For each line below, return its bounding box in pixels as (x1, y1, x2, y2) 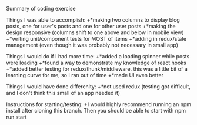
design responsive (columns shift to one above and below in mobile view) (6, 29, 184, 36)
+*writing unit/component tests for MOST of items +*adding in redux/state (6, 35, 187, 42)
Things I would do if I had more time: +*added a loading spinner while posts (6, 53, 190, 60)
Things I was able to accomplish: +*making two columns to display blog (6, 17, 181, 23)
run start (6, 113, 27, 120)
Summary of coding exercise (6, 5, 76, 12)
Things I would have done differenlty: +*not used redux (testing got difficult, (6, 83, 191, 90)
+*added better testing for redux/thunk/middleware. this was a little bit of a (6, 65, 188, 73)
